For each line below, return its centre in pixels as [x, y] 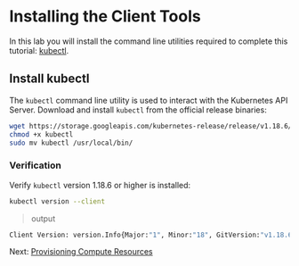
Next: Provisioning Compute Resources [81, 252]
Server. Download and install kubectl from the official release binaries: [138, 110]
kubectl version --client [57, 201]
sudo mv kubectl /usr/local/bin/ [71, 143]
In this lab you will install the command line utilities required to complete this [149, 41]
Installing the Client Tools [105, 17]
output [43, 218]
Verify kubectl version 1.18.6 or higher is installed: [100, 185]
